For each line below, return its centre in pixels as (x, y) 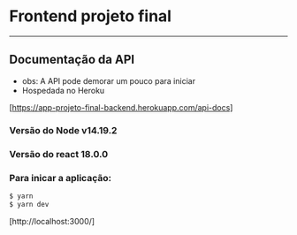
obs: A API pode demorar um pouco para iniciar (109, 80)
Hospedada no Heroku (63, 90)
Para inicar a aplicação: (61, 178)
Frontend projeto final (91, 16)
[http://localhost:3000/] (52, 221)
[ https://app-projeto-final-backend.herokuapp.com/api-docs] (121, 107)
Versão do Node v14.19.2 (63, 130)
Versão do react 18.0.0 (59, 154)
